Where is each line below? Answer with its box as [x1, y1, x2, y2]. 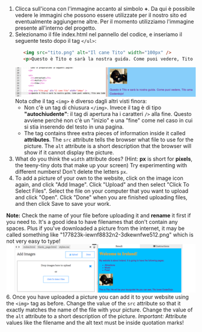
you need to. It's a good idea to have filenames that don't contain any [6, 219, 179, 226]
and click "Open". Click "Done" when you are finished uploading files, [14, 194, 188, 201]
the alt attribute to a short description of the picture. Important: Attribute [6, 313, 187, 320]
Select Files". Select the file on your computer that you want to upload [14, 187, 189, 195]
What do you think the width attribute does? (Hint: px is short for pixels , [14, 155, 193, 162]
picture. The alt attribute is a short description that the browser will [23, 142, 192, 150]
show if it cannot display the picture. [23, 149, 114, 156]
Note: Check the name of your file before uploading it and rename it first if [6, 212, 191, 219]
